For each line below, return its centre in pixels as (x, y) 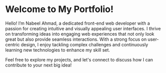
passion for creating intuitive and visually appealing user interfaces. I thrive (83, 28)
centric (13, 44)
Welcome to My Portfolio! (59, 9)
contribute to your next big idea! (38, 65)
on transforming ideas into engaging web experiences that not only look (80, 34)
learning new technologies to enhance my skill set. (58, 50)
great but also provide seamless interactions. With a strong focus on (76, 39)
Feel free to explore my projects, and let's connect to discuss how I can (79, 59)
